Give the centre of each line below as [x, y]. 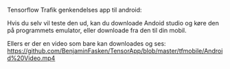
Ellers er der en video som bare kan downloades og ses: [87, 43]
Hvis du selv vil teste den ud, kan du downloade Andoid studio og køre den [113, 23]
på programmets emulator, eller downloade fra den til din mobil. [97, 30]
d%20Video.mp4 [31, 58]
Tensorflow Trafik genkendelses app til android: [74, 10]
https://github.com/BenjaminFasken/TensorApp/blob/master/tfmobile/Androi [115, 51]
